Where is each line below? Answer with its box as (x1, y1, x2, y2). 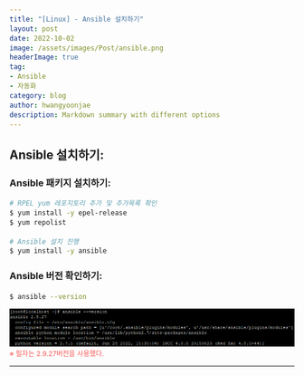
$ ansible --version (9, 292, 88, 301)
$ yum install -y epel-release (9, 208, 128, 217)
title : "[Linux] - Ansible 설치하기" (9, 14, 145, 24)
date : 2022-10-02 (9, 34, 75, 43)
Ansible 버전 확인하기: (9, 270, 103, 283)
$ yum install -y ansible (9, 246, 107, 255)
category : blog (9, 91, 67, 100)
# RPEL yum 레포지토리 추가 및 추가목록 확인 (9, 199, 157, 208)
